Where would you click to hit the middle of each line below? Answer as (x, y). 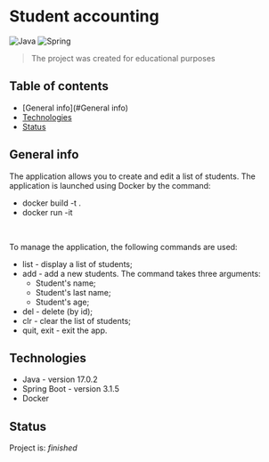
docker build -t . (52, 203)
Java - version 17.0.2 (60, 379)
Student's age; (62, 302)
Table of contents (59, 86)
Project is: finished (43, 448)
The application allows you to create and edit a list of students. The (132, 176)
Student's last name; (73, 292)
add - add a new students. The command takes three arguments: (141, 273)
